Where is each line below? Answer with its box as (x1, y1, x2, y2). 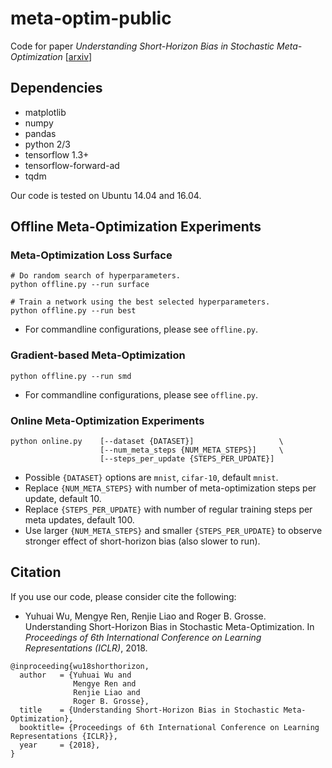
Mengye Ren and (73, 678, 137, 689)
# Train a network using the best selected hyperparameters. (10, 297, 271, 307)
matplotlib (24, 106, 67, 118)
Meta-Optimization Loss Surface (10, 248, 173, 262)
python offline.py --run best (10, 306, 137, 316)
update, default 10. (24, 493, 102, 505)
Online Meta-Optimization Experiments (10, 413, 205, 427)
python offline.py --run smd (10, 371, 132, 381)
